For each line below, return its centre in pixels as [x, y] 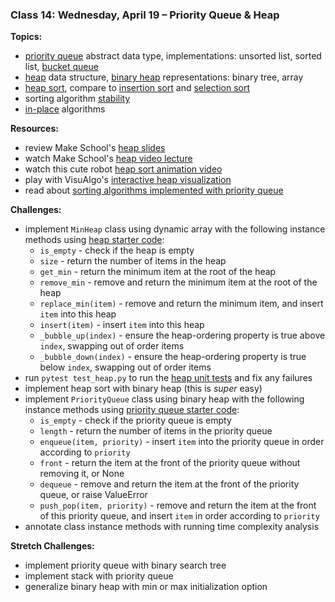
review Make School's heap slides [95, 148]
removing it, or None [82, 474]
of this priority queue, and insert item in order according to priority [179, 516]
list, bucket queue [61, 67]
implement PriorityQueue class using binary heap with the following [164, 399]
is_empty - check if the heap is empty [117, 250]
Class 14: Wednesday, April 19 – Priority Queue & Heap [145, 15]
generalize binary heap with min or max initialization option [146, 587]
